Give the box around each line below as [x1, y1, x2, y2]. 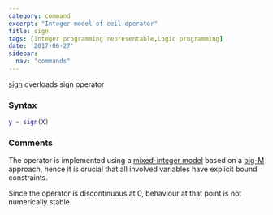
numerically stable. [8, 197, 72, 207]
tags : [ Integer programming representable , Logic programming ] [8, 34, 223, 43]
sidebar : [8, 49, 38, 58]
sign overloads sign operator [8, 79, 105, 89]
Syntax [8, 99, 37, 110]
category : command [8, 11, 71, 20]
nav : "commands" [15, 58, 71, 66]
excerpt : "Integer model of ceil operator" [8, 19, 158, 28]
